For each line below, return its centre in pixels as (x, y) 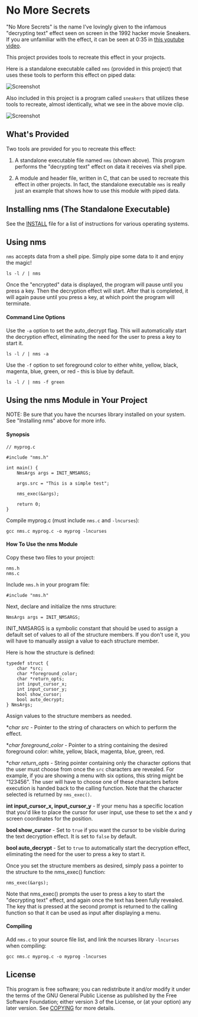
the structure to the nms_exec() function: (56, 872)
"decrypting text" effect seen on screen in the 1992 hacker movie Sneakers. (98, 33)
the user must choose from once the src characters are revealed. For (90, 769)
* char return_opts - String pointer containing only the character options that (98, 762)
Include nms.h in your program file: (48, 584)
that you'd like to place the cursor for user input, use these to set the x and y (99, 812)
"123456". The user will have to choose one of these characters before (92, 781)
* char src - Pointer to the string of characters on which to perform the (91, 727)
